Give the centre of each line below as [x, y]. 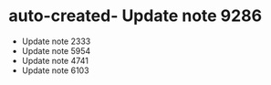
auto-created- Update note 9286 [135, 16]
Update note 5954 [56, 50]
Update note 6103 [55, 70]
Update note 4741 [55, 60]
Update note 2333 [56, 41]
